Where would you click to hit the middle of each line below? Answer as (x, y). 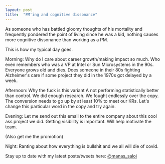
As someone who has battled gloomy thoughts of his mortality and (74, 29)
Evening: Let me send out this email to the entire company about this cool (81, 116)
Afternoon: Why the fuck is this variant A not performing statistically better (82, 90)
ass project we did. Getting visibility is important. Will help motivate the (78, 121)
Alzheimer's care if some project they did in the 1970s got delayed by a (78, 75)
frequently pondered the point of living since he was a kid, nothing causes (82, 34)
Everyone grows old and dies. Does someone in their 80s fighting (73, 70)
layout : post (19, 10)
